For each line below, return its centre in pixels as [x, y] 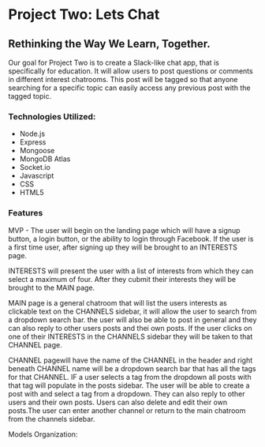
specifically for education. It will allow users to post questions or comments [131, 71]
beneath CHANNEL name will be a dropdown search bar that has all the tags [132, 368]
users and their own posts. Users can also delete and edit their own [118, 402]
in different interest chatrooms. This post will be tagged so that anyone [123, 79]
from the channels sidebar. [52, 419]
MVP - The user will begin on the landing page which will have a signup [124, 230]
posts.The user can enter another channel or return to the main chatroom [127, 410]
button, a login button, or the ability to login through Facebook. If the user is [131, 239]
